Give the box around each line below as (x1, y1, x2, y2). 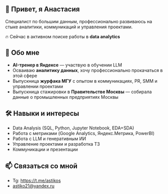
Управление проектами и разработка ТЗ (12, 141, 100, 147)
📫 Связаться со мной (5, 162, 78, 170)
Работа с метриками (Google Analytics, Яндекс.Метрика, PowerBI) (12, 131, 155, 137)
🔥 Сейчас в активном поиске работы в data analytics (5, 33, 120, 39)
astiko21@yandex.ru (12, 183, 55, 189)
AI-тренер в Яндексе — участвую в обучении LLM (12, 61, 122, 68)
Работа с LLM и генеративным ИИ (12, 136, 87, 142)
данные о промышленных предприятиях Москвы (12, 94, 119, 100)
